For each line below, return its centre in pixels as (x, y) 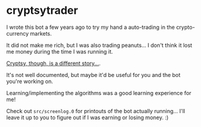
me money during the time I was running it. (60, 51)
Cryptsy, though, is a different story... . (54, 63)
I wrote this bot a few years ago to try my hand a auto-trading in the (91, 27)
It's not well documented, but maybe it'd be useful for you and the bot (93, 75)
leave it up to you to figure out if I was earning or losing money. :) (87, 117)
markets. (41, 33)
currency (18, 33)
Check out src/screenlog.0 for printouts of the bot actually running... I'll (96, 111)
